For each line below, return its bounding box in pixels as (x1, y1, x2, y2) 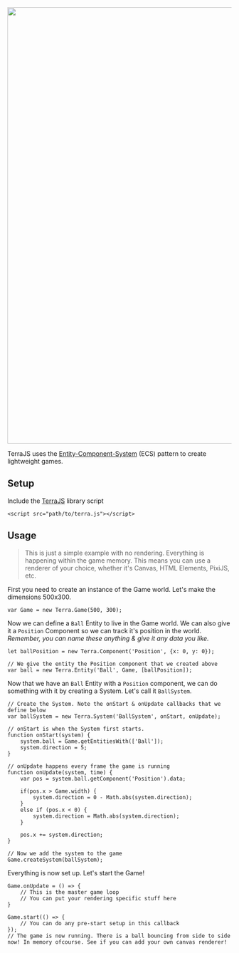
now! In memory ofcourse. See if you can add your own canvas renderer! (7, 938, 228, 946)
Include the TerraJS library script (7, 496, 105, 505)
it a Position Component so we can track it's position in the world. (7, 626, 202, 635)
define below (7, 707, 46, 714)
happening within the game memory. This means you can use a (24, 556, 211, 565)
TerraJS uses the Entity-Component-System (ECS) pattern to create (7, 449, 207, 458)
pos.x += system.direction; (20, 831, 103, 838)
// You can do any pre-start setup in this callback (20, 920, 180, 927)
